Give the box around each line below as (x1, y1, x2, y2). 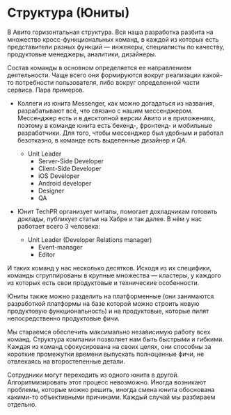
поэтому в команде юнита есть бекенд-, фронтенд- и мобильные (17, 121, 213, 129)
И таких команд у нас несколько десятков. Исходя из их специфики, (7, 263, 212, 272)
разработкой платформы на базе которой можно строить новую (7, 299, 200, 307)
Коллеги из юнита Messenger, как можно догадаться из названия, (17, 99, 215, 107)
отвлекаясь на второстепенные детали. (7, 357, 125, 366)
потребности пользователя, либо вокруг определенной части (15, 78, 200, 86)
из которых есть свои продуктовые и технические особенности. (7, 278, 200, 286)
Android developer (38, 179, 92, 187)
